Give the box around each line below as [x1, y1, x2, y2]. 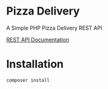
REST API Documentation [6, 36, 69, 43]
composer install [6, 77, 50, 83]
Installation [6, 58, 64, 71]
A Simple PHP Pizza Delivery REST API [6, 24, 103, 31]
